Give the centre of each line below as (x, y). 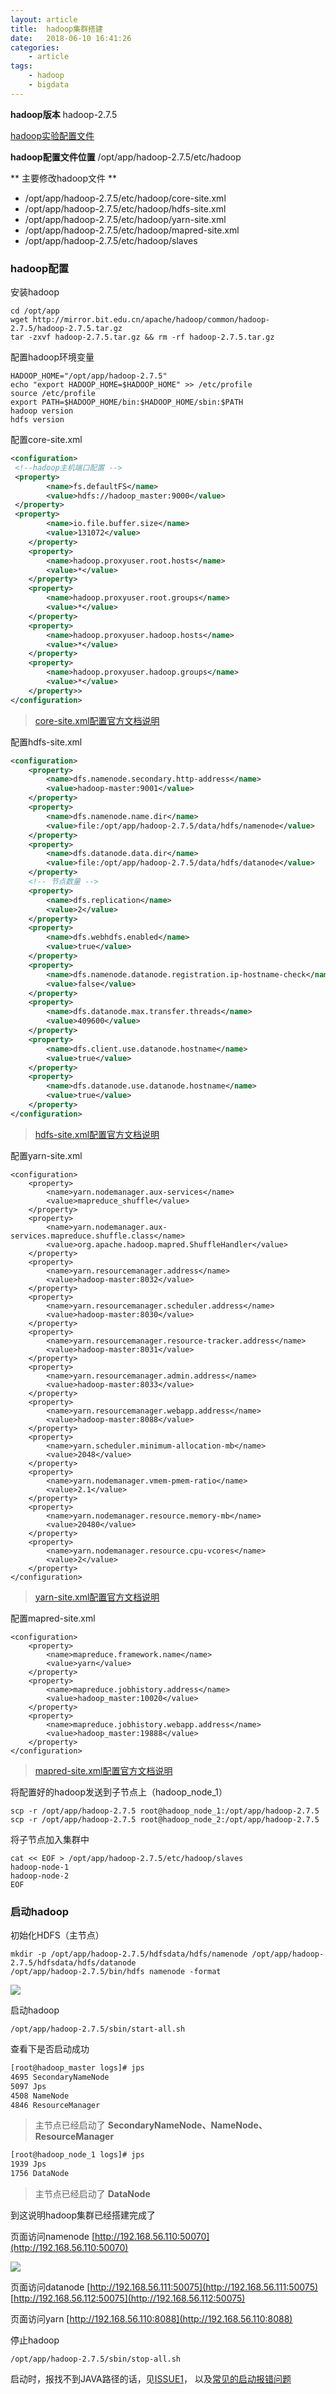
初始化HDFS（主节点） (57, 1935)
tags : (21, 66)
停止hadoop (35, 2340)
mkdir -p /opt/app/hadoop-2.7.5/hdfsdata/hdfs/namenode (129, 1954)
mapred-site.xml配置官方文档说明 (103, 1770)
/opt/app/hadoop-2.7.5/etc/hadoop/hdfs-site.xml (125, 208)
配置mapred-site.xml (53, 1618)
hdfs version (37, 420)
